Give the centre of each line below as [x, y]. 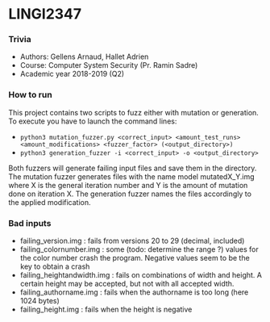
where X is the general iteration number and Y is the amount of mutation [128, 185]
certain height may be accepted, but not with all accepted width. [127, 284]
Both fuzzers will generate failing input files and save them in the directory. [133, 168]
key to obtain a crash [55, 266]
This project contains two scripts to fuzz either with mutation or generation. [134, 112]
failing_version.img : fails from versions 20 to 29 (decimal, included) [132, 241]
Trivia [20, 40]
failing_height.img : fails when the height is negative [106, 309]
